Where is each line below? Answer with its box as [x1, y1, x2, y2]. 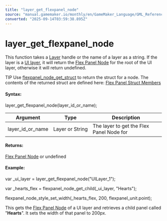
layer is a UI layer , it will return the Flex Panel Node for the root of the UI [5, 60, 152, 66]
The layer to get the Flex [92, 122, 149, 129]
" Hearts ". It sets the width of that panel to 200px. [5, 210, 106, 216]
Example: [5, 165, 25, 171]
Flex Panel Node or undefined [5, 153, 66, 159]
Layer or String [53, 125, 88, 132]
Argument [15, 114, 41, 121]
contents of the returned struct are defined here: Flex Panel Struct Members [5, 80, 161, 86]
